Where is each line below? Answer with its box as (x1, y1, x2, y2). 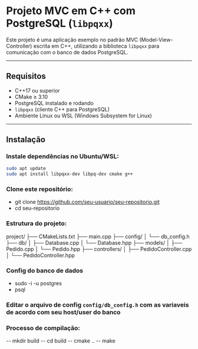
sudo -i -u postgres (14, 280, 62, 287)
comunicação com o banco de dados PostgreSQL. (6, 48, 128, 55)
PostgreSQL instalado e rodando (14, 99, 94, 107)
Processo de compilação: (6, 324, 81, 332)
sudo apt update (6, 166, 46, 172)
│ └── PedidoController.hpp (6, 252, 75, 259)
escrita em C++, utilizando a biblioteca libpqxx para (33, 42, 160, 50)
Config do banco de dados (6, 266, 84, 275)
